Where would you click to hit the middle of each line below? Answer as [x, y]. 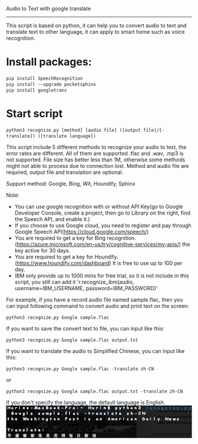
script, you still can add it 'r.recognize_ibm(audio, [74, 282]
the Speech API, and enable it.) [52, 219]
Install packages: [49, 62]
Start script [34, 114]
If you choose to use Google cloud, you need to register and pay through [103, 225]
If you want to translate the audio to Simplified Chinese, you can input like [95, 351]
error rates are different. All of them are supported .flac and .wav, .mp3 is [95, 153]
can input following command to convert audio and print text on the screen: [98, 306]
